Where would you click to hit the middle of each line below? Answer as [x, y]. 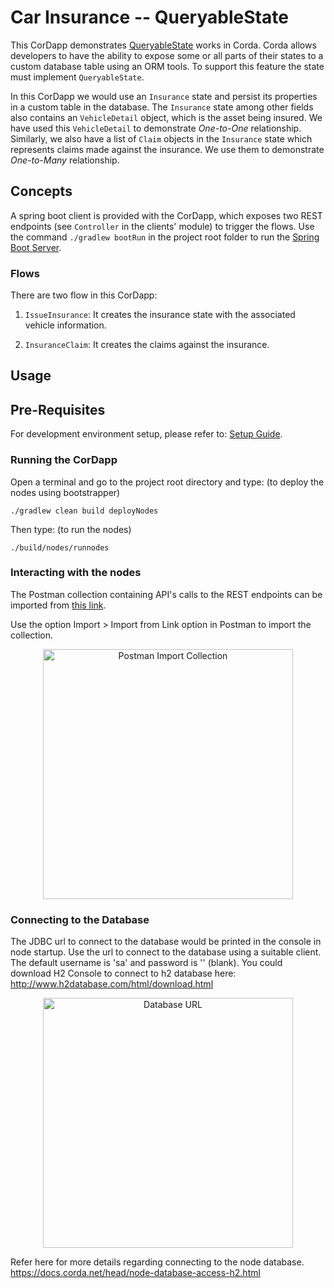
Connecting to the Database [80, 919]
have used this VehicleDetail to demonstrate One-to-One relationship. [156, 128]
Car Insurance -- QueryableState [149, 17]
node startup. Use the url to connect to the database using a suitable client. [166, 952]
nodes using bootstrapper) [65, 492]
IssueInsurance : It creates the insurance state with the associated [160, 315]
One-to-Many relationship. [65, 160]
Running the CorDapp [64, 460]
